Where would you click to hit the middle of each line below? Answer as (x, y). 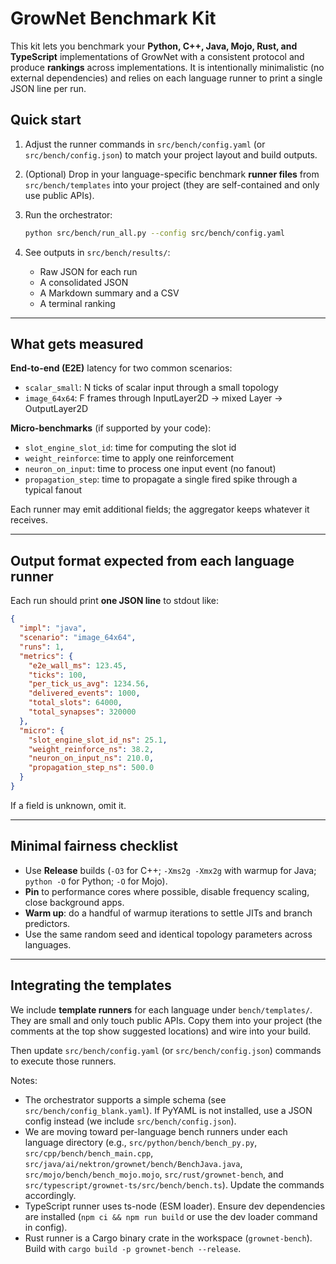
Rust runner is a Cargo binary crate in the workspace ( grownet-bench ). (168, 1238)
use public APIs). (59, 195)
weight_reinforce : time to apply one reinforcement (129, 458)
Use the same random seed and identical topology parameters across (168, 934)
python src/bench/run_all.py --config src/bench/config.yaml (155, 233)
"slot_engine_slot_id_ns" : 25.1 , (98, 740)
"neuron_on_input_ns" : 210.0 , (91, 758)
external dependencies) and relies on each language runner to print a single (166, 78)
